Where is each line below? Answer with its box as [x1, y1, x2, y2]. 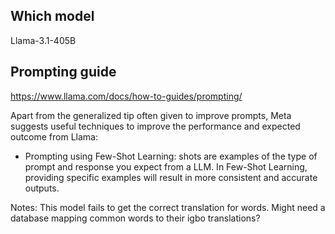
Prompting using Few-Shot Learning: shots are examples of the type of [24, 150, 318, 162]
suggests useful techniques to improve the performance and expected [10, 120, 301, 132]
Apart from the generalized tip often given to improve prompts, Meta [10, 109, 292, 121]
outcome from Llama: [10, 130, 99, 143]
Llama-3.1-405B [10, 34, 77, 46]
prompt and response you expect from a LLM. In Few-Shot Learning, [24, 160, 308, 173]
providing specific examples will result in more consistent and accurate [24, 171, 318, 183]
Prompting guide [10, 64, 117, 81]
